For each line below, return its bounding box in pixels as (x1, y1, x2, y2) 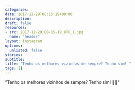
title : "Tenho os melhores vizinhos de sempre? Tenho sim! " (5, 61, 132, 66)
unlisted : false (9, 48, 42, 53)
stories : (5, 52, 23, 57)
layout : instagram (5, 39, 42, 44)
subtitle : (5, 57, 25, 62)
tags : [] (5, 66, 23, 71)
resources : (5, 25, 27, 30)
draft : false (5, 20, 32, 26)
